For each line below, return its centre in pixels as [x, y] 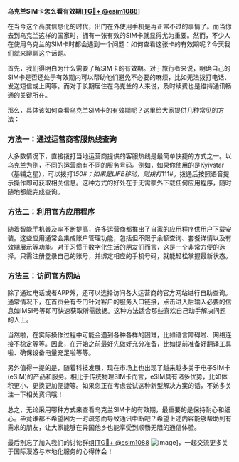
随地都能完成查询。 [36, 192]
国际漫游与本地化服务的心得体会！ [63, 451]
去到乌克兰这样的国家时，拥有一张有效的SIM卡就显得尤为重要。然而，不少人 [119, 35]
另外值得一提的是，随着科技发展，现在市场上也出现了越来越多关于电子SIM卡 [119, 367]
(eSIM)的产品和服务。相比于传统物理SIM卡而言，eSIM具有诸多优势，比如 [115, 376]
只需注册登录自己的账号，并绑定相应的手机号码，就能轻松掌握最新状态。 [126, 255]
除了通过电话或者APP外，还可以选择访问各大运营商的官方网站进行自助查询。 [119, 292]
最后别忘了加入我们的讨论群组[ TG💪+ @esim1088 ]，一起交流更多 [115, 442]
